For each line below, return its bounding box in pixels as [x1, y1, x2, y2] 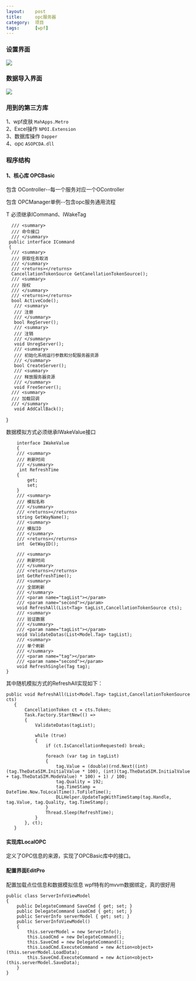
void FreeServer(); [13, 385, 62, 390]
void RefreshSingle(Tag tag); [16, 664, 91, 670]
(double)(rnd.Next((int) [87, 764, 148, 770]
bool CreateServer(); [13, 363, 67, 369]
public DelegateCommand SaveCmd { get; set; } [16, 903, 133, 909]
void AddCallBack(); [13, 406, 65, 412]
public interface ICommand [8, 239, 75, 245]
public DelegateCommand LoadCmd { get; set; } [16, 908, 133, 914]
